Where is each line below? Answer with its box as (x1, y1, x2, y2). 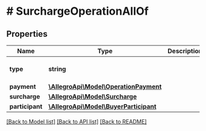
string (48, 65, 66, 73)
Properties (6, 29, 48, 39)
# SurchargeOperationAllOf (6, 4, 149, 18)
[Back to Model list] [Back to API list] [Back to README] (6, 118, 147, 125)
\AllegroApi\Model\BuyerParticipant (48, 102, 156, 111)
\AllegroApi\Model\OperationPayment (48, 83, 162, 91)
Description (167, 47, 203, 55)
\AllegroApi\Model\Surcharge (48, 92, 137, 100)
